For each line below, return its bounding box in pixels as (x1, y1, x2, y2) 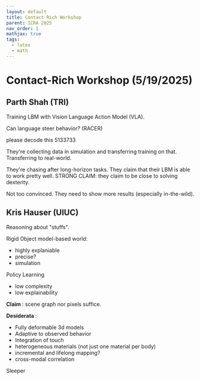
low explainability (14, 288, 58, 296)
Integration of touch (14, 336, 64, 343)
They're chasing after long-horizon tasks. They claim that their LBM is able (6, 166, 190, 173)
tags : (6, 37, 20, 42)
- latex (11, 42, 31, 48)
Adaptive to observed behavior (14, 330, 92, 337)
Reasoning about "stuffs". (6, 223, 69, 230)
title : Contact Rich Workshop (6, 14, 82, 20)
